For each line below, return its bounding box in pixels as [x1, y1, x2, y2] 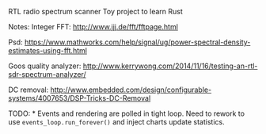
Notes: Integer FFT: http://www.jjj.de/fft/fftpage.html [8, 22, 178, 31]
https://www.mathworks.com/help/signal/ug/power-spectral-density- [24, 37, 251, 47]
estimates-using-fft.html [8, 46, 87, 55]
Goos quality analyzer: [8, 61, 82, 71]
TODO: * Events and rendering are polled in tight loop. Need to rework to [8, 109, 245, 118]
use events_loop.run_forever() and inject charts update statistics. [8, 117, 225, 126]
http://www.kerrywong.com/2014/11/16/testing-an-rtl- [82, 61, 258, 71]
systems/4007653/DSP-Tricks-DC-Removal [8, 94, 151, 102]
